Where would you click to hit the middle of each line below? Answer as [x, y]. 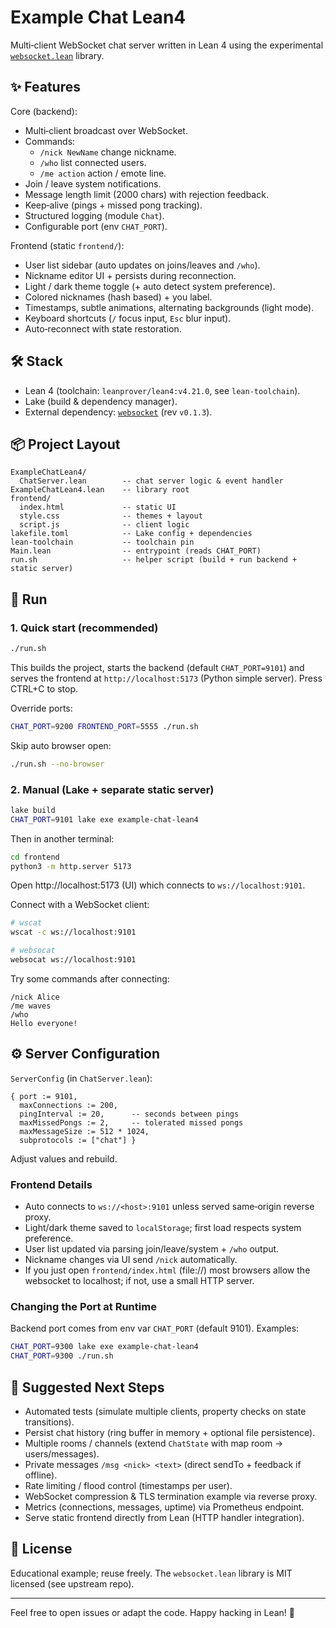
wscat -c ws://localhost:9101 [73, 932]
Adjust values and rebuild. [64, 1158]
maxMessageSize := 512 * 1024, [84, 1131]
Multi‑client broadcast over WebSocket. [106, 130]
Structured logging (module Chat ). [94, 215]
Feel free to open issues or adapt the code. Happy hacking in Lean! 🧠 [152, 1612]
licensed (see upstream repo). [72, 1583]
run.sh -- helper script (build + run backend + [154, 560]
